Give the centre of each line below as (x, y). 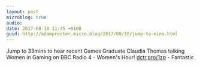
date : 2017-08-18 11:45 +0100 (44, 28)
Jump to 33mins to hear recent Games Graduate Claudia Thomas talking (96, 51)
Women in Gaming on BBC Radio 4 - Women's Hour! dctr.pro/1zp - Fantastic (100, 57)
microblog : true (26, 17)
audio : (14, 23)
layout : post (22, 12)
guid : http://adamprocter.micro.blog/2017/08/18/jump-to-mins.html (92, 34)
